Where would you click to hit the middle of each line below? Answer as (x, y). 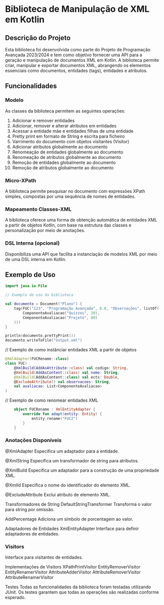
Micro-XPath (21, 180)
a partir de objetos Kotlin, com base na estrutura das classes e (68, 225)
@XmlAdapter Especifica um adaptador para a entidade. (62, 451)
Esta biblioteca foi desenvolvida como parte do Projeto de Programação (78, 50)
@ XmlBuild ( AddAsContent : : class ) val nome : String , (67, 373)
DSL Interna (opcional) (32, 243)
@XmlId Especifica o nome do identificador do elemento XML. (68, 485)
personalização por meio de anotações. (45, 230)
